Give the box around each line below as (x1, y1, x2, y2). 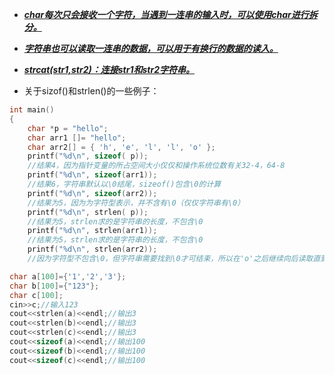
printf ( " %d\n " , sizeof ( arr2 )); (27, 188, 158, 198)
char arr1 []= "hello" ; (27, 133, 127, 143)
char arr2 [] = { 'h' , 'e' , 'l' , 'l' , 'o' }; (27, 142, 216, 152)
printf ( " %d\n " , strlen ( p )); (27, 207, 149, 217)
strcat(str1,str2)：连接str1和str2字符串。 (23, 64, 195, 75)
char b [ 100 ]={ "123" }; (9, 281, 100, 291)
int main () (9, 105, 55, 115)
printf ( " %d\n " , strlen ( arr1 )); (27, 226, 158, 236)
